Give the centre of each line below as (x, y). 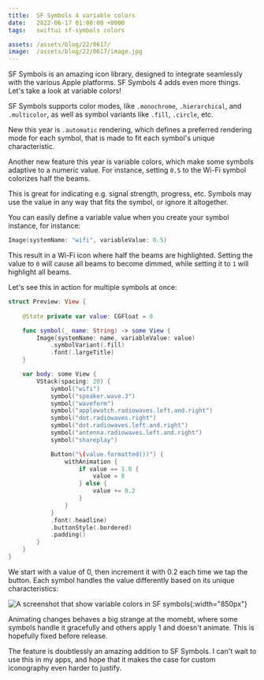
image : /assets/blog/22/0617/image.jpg (76, 52)
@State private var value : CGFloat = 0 (88, 316)
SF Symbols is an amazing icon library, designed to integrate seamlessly (125, 74)
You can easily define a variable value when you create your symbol (119, 217)
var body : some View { (59, 374)
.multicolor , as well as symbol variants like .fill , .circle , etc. (111, 114)
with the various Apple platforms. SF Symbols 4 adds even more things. (125, 83)
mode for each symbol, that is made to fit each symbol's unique (112, 138)
